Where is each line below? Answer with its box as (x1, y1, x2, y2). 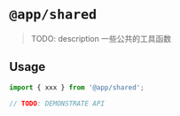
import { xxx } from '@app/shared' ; (9, 82, 145, 92)
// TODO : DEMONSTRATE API (9, 99, 105, 108)
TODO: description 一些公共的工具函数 (30, 33, 171, 43)
